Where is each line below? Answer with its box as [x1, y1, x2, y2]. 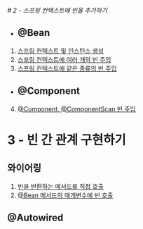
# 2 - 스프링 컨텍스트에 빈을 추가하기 [7, 6, 107, 14]
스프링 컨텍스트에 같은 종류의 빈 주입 [17, 64, 117, 73]
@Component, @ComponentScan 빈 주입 [17, 104, 136, 113]
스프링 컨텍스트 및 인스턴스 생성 [17, 47, 104, 55]
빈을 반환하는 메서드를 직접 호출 [17, 182, 104, 190]
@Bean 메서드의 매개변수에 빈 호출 [17, 191, 114, 199]
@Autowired [7, 212, 64, 224]
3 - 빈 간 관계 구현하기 [7, 132, 126, 148]
